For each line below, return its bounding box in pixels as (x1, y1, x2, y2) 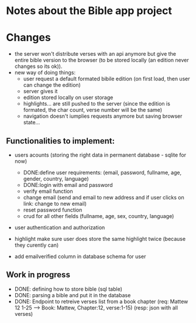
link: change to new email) (23, 200, 87, 207)
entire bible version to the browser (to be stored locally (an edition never (14, 57, 189, 64)
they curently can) (14, 242, 59, 249)
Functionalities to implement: (6, 136, 115, 146)
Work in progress (6, 270, 70, 280)
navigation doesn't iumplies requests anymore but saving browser (23, 113, 183, 120)
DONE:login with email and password (23, 181, 113, 188)
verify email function (23, 188, 73, 195)
